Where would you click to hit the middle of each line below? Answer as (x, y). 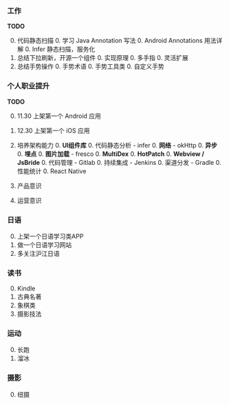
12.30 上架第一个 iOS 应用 (54, 130)
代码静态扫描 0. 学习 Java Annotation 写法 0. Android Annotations (110, 41)
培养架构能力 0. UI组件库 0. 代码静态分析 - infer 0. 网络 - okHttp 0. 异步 (117, 145)
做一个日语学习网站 (44, 245)
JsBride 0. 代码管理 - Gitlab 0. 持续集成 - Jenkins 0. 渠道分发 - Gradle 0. (119, 162)
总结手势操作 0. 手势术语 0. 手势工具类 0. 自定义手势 (90, 66)
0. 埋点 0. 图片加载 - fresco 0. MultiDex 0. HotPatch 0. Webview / (111, 154)
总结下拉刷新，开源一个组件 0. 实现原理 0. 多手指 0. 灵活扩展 (102, 58)
